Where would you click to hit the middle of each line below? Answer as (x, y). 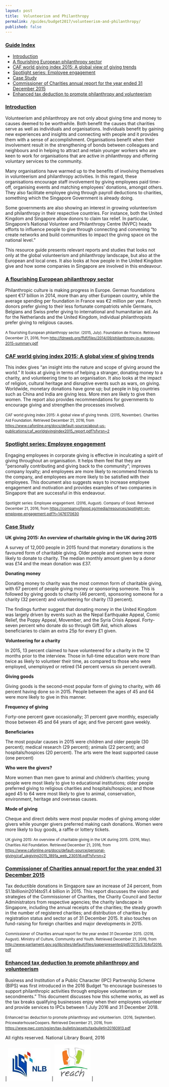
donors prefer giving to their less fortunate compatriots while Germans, (79, 306)
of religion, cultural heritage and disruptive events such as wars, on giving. (83, 383)
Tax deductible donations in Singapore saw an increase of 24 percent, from (84, 886)
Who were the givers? (29, 768)
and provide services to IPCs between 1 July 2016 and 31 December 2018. (82, 1007)
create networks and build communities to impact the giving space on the (82, 234)
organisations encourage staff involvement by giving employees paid (77, 182)
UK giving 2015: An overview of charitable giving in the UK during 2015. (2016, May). (78, 840)
